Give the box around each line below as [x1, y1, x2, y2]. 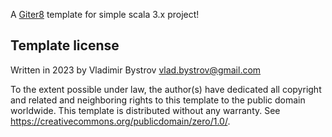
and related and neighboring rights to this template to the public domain [10, 94, 306, 106]
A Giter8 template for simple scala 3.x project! [10, 9, 200, 20]
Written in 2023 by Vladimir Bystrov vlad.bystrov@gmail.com [10, 64, 262, 76]
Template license [10, 37, 120, 54]
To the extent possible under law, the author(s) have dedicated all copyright [10, 83, 322, 95]
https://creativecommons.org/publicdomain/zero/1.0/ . [10, 115, 231, 127]
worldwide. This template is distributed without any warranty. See [10, 104, 281, 116]
